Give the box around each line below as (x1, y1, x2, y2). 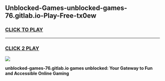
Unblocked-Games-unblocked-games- (5, 4, 128, 12)
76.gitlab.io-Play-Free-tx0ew (5, 12, 97, 20)
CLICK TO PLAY (5, 27, 43, 33)
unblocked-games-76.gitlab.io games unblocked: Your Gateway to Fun (5, 65, 153, 71)
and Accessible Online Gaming (5, 70, 69, 76)
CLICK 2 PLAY (5, 45, 39, 52)
